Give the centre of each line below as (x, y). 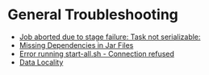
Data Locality (41, 62)
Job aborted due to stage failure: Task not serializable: (110, 37)
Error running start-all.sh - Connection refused (97, 53)
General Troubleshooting (93, 15)
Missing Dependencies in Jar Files (76, 45)
